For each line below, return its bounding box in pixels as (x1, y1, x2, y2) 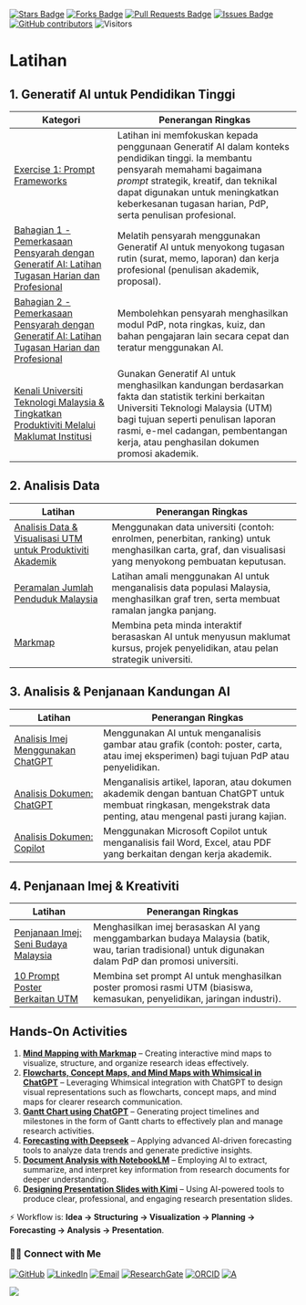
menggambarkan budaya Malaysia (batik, (92, 932, 270, 945)
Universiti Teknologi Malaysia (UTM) (117, 402, 273, 414)
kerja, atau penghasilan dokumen (117, 436, 260, 448)
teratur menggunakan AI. (117, 341, 224, 353)
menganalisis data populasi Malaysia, (111, 580, 271, 593)
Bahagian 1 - (14, 224, 71, 236)
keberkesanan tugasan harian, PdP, (117, 197, 269, 210)
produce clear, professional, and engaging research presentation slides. (22, 1194, 293, 1205)
